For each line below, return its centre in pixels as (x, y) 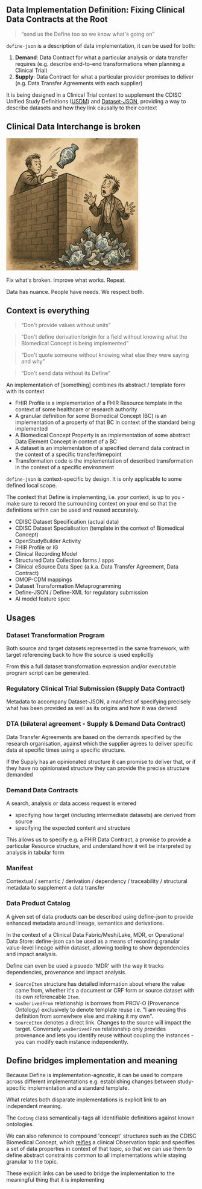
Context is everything (48, 311)
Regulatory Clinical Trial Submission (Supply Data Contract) (96, 689)
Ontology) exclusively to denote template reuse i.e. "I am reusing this (100, 1009)
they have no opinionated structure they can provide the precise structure (98, 768)
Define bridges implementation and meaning (92, 1060)
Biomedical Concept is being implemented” (75, 344)
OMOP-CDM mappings (43, 579)
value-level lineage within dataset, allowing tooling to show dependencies (98, 947)
